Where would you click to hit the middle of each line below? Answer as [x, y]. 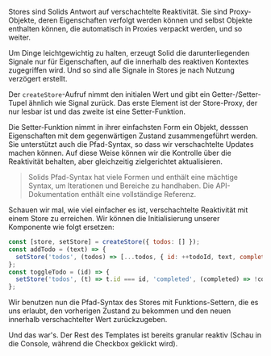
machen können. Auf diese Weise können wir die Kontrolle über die [120, 153]
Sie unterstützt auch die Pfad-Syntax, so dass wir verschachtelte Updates [131, 144]
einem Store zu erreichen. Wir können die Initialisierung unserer [114, 218]
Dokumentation [54, 194]
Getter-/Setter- [236, 94]
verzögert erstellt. [38, 79]
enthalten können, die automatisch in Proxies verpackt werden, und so [125, 29]
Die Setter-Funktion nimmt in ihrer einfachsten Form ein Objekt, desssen [128, 127]
